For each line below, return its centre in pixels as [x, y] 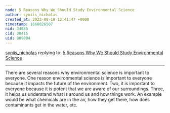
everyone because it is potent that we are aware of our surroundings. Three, [85, 89]
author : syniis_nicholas [31, 15]
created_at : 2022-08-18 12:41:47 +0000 [47, 19]
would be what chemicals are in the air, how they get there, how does [78, 99]
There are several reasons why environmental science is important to [77, 72]
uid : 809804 [18, 39]
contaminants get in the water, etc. [41, 105]
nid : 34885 [17, 29]
